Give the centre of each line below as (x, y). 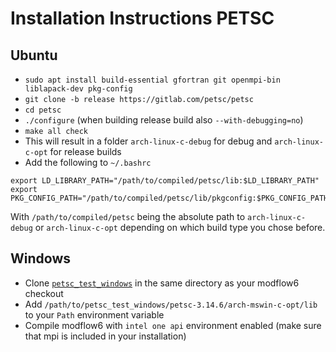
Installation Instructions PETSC (142, 18)
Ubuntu (34, 55)
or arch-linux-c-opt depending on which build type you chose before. (180, 227)
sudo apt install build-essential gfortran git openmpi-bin (152, 80)
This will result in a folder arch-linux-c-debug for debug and (148, 141)
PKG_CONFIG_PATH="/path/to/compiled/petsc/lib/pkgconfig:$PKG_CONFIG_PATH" (171, 198)
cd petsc (43, 110)
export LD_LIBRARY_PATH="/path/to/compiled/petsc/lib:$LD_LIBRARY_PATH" (165, 181)
